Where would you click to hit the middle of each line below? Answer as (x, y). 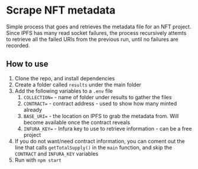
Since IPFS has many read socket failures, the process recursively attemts (96, 32)
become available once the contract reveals (77, 122)
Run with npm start (38, 160)
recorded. (18, 45)
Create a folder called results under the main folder (78, 84)
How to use (27, 64)
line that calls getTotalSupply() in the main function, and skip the (93, 147)
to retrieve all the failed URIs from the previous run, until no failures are (92, 39)
